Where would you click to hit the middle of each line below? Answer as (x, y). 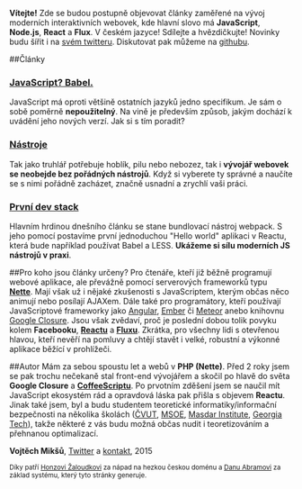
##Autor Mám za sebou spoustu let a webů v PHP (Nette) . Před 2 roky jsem (150, 366)
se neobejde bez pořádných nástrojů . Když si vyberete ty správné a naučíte (151, 174)
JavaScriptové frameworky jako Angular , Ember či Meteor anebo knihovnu (147, 311)
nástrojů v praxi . (40, 255)
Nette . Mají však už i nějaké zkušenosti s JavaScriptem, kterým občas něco (149, 291)
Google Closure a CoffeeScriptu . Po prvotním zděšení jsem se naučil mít (145, 385)
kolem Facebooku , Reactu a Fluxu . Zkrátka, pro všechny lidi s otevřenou (145, 330)
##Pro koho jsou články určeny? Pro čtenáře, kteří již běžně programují (141, 272)
